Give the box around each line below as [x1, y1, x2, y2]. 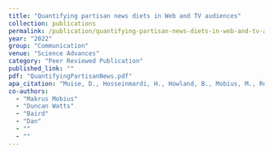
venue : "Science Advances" [8, 49, 100, 57]
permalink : [8, 27, 45, 35]
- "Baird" [15, 110, 49, 118]
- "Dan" [15, 117, 42, 125]
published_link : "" [8, 65, 75, 73]
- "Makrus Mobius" [15, 95, 79, 103]
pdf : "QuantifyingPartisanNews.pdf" [8, 72, 132, 80]
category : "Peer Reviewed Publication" [8, 57, 144, 66]
